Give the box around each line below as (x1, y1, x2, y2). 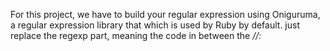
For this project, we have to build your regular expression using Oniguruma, (10, 9, 321, 20)
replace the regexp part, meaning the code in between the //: (10, 30, 262, 41)
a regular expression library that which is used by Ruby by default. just (10, 19, 300, 31)
